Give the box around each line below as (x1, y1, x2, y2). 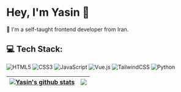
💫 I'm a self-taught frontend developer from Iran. (6, 26, 129, 33)
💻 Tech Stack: (6, 44, 63, 54)
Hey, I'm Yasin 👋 (6, 5, 90, 19)
